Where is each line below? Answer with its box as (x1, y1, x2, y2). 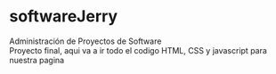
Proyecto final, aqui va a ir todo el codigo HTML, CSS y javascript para (9, 45, 267, 55)
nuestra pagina (9, 54, 65, 65)
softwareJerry (9, 6, 118, 27)
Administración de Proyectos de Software (9, 36, 162, 46)
